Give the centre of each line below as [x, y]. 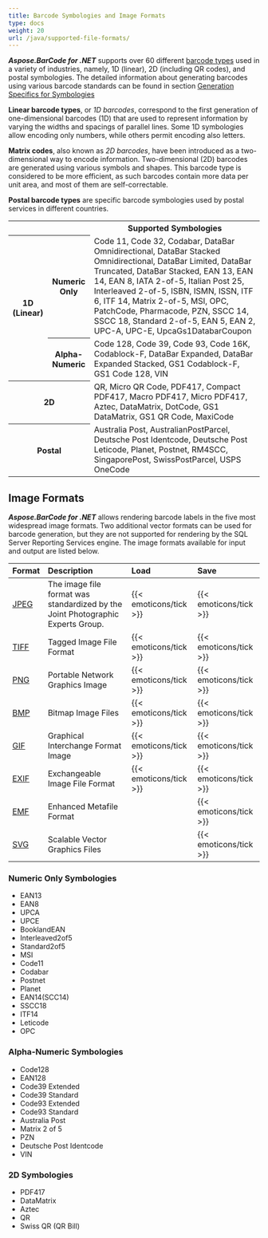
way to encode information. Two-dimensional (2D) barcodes [149, 160]
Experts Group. [76, 625]
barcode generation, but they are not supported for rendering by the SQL [128, 534]
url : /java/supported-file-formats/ [69, 38]
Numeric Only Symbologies [63, 878]
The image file [74, 585]
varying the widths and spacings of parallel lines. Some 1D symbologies [126, 127]
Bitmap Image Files [83, 713]
